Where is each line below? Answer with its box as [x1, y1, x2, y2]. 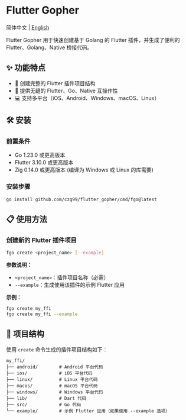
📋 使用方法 [6, 214, 48, 224]
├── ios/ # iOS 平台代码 [6, 370, 93, 376]
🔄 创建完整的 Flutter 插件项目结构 [14, 79, 96, 86]
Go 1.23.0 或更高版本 [14, 151, 66, 159]
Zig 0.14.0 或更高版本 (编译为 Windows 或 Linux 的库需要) [14, 166, 154, 173]
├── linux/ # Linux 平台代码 [6, 376, 99, 382]
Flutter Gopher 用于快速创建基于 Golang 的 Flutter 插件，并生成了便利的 [6, 36, 180, 43]
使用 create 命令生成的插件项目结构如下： [6, 345, 108, 353]
